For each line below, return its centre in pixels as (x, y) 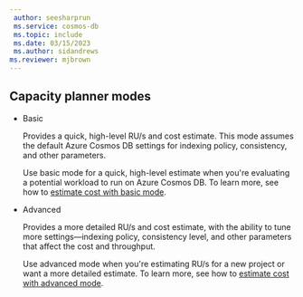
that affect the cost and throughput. (89, 246)
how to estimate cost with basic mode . (95, 192)
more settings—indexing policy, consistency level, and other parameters (157, 236)
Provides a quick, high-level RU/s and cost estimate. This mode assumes (158, 136)
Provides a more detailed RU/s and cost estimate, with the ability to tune (156, 226)
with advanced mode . (63, 283)
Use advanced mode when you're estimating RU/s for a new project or (153, 263)
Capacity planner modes (80, 96)
